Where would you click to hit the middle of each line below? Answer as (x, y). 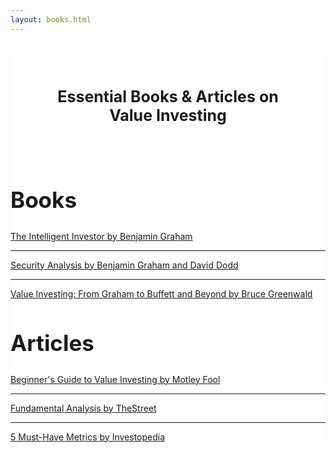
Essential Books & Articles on (168, 96)
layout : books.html (51, 19)
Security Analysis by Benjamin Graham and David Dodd (124, 265)
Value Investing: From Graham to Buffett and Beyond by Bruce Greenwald (161, 293)
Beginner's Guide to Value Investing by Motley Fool (115, 379)
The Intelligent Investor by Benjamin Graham (101, 236)
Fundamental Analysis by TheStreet (83, 408)
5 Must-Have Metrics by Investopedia (88, 437)
